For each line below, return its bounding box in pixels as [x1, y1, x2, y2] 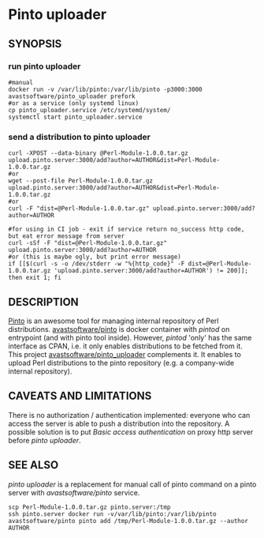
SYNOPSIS [8, 37, 62, 51]
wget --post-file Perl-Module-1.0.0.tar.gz [8, 177, 154, 185]
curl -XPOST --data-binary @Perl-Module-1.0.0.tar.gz [8, 149, 189, 157]
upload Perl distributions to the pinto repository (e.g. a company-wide [8, 358, 235, 367]
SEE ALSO [8, 458, 59, 472]
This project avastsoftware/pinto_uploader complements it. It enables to [8, 349, 242, 359]
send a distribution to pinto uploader [8, 131, 151, 142]
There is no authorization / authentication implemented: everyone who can [8, 410, 251, 419]
